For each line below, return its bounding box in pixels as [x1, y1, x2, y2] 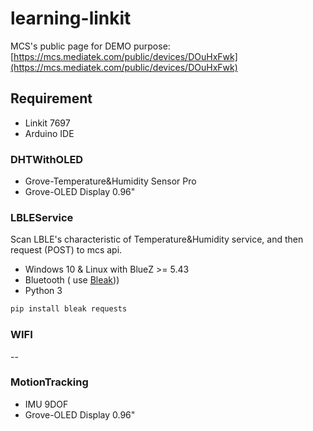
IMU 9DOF [24, 398, 69, 410]
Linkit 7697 [24, 117, 71, 129]
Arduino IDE [24, 127, 75, 139]
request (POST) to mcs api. [10, 244, 123, 256]
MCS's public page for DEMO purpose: [10, 40, 171, 52]
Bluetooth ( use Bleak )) [24, 274, 120, 286]
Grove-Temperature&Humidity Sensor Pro [24, 175, 197, 187]
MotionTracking [10, 375, 89, 389]
